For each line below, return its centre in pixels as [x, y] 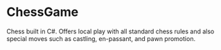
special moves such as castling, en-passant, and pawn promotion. [101, 38]
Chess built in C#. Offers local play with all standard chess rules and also [110, 31]
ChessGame [43, 12]
